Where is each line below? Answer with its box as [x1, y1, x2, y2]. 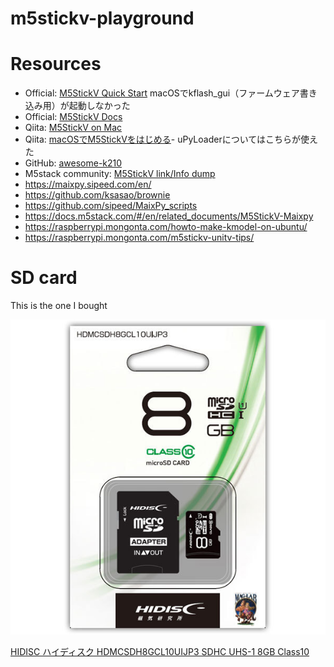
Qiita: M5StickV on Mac [24, 122, 123, 134]
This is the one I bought [10, 300, 108, 312]
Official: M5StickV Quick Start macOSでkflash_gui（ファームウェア [24, 87, 300, 99]
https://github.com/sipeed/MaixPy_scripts [24, 200, 198, 212]
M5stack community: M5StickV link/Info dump [24, 168, 216, 180]
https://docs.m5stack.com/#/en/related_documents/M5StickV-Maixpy [24, 210, 314, 222]
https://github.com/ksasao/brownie [24, 189, 171, 201]
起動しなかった [68, 100, 131, 112]
